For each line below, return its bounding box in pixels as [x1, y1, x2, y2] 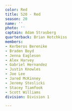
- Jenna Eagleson [5, 53, 41, 58]
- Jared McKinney [5, 76, 41, 81]
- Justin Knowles [5, 67, 41, 72]
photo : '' [5, 26, 26, 31]
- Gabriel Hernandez [5, 62, 48, 67]
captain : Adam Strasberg [5, 30, 56, 35]
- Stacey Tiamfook [5, 85, 43, 90]
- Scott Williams [5, 90, 41, 95]
